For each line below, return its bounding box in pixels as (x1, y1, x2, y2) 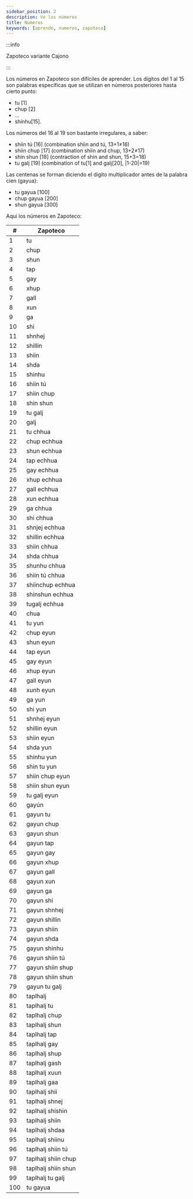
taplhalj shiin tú (26, 1145, 68, 1154)
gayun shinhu (26, 944, 64, 952)
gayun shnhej (26, 906, 63, 914)
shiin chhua (26, 543, 59, 551)
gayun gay (26, 849, 56, 857)
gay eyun (26, 657, 52, 666)
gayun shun (26, 829, 59, 838)
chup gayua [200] (14, 195, 59, 202)
